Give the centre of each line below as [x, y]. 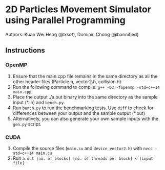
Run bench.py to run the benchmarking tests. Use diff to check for [83, 108]
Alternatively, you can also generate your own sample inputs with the [86, 118]
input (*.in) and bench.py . [39, 102]
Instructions [25, 50]
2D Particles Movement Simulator [78, 9]
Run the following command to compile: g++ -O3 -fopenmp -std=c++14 [86, 87]
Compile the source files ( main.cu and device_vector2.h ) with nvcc [82, 148]
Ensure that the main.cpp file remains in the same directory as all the [85, 76]
